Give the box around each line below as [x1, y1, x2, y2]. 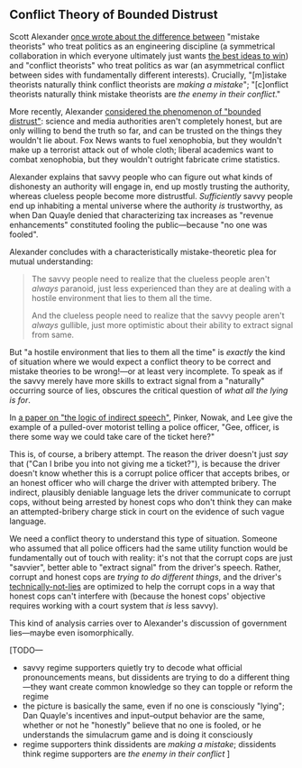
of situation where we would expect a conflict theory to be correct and [9, 356, 271, 367]
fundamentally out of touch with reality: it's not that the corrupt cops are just [9, 552, 293, 562]
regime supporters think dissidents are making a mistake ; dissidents [22, 738, 277, 749]
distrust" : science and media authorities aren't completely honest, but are [9, 115, 282, 126]
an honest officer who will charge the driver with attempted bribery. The [9, 477, 277, 488]
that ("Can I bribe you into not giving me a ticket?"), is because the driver [9, 458, 281, 469]
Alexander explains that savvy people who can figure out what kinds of [9, 171, 273, 182]
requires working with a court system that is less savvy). [9, 599, 219, 611]
